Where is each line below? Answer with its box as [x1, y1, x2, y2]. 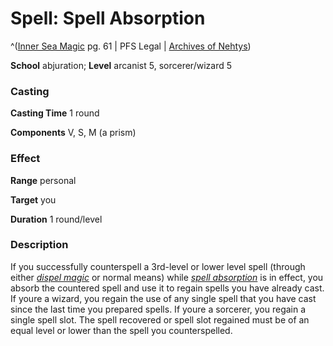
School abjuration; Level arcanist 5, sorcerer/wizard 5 [10, 59, 232, 71]
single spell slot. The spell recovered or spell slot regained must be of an [10, 313, 310, 326]
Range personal [10, 174, 77, 186]
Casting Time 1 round [10, 107, 100, 119]
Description [10, 238, 69, 252]
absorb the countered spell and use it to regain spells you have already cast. [10, 282, 325, 294]
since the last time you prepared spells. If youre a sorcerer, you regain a [10, 303, 307, 315]
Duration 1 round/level [10, 213, 103, 225]
